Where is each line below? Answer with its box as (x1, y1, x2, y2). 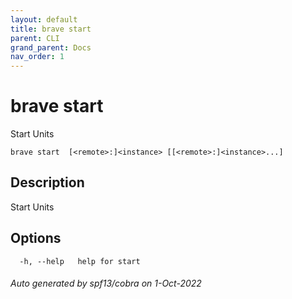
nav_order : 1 (10, 52, 65, 62)
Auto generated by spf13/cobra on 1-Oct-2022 (10, 277, 202, 290)
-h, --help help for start (19, 256, 141, 266)
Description (10, 174, 85, 191)
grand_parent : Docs (10, 42, 92, 53)
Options (10, 230, 62, 247)
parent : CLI (10, 33, 60, 43)
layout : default (10, 14, 78, 25)
